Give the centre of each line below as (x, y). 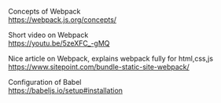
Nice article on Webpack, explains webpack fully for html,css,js (111, 59)
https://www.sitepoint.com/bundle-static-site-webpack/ (99, 67)
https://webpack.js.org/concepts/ (62, 20)
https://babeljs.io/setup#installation (66, 90)
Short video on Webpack (48, 35)
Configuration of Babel (45, 82)
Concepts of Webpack (44, 11)
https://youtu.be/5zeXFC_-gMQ (59, 43)
